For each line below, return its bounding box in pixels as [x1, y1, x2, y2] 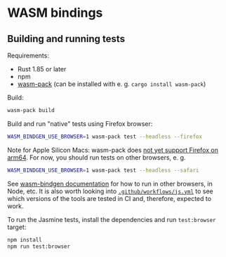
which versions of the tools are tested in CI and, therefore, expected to [7, 194, 212, 202]
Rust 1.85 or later [17, 65, 67, 73]
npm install [7, 236, 42, 243]
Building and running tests [7, 33, 125, 45]
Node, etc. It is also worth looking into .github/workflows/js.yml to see [7, 187, 214, 195]
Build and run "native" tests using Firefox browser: [7, 119, 153, 127]
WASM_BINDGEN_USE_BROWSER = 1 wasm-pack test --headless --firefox [7, 133, 202, 140]
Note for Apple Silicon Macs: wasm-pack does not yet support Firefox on [7, 146, 219, 154]
